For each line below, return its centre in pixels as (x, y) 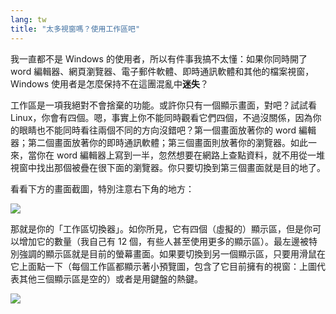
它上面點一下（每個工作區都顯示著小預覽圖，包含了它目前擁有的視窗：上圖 (163, 266)
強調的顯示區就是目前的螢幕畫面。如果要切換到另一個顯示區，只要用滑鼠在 (172, 253)
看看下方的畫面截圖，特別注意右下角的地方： (102, 188)
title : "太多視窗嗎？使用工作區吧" (75, 29)
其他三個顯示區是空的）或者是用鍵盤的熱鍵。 (110, 278)
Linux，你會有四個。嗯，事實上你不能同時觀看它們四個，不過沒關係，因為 (161, 117)
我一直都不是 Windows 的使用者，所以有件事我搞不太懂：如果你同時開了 (159, 58)
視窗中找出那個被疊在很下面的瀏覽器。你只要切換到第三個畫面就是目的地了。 (168, 167)
